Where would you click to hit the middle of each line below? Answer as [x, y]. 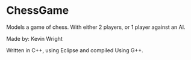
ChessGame [38, 10]
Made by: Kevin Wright [35, 38]
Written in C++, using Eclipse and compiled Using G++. [75, 50]
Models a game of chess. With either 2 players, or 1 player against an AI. [96, 27]
